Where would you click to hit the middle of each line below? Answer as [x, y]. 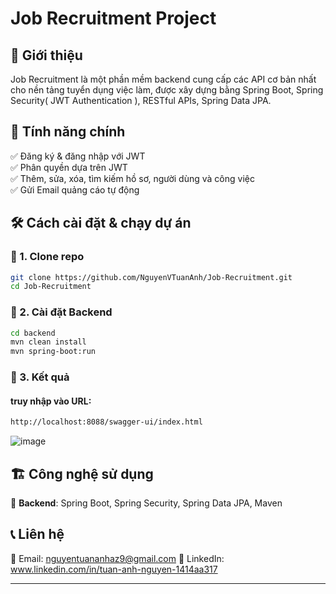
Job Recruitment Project [113, 18]
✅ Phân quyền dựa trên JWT [69, 167]
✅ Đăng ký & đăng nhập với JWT [78, 156]
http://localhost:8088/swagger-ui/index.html [106, 422]
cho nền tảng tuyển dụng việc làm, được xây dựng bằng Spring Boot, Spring [167, 90]
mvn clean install [48, 342]
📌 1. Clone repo [47, 257]
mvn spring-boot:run [53, 352]
